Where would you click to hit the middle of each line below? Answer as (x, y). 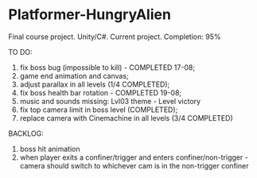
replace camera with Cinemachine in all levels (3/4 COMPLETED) (126, 118)
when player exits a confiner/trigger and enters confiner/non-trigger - (134, 157)
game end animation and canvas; (74, 75)
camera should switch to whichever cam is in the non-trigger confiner (134, 165)
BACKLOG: (26, 133)
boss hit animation (50, 149)
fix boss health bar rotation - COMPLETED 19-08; (101, 92)
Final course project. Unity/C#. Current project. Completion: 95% (115, 37)
